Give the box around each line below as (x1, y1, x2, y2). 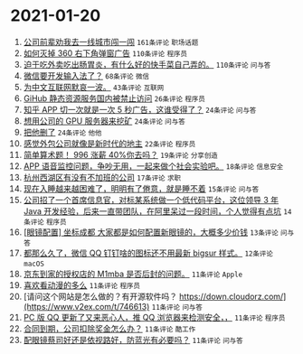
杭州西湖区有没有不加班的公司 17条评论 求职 (23, 172, 182, 182)
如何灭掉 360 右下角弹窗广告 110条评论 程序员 (23, 47, 188, 59)
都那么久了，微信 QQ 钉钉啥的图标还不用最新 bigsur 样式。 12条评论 (23, 247, 274, 258)
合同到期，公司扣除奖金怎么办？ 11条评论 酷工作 (23, 322, 196, 334)
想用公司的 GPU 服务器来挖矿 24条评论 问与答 (23, 115, 186, 126)
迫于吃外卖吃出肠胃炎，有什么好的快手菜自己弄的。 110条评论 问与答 (23, 59, 271, 70)
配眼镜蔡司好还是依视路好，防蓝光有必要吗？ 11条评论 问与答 (23, 334, 243, 345)
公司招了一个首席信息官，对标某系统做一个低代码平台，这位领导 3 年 (23, 194, 279, 205)
